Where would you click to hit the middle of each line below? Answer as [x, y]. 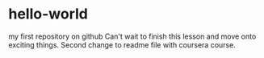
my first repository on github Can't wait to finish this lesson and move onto [132, 36]
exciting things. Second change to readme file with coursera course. [122, 44]
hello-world [48, 14]
